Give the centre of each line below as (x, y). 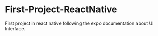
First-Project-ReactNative (61, 9)
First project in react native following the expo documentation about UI (79, 23)
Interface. (15, 28)
